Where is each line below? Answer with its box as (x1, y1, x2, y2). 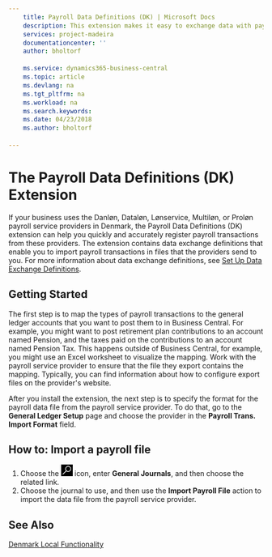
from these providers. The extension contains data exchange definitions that (8, 238, 263, 248)
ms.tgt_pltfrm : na (23, 90, 85, 98)
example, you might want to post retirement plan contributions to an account (8, 326, 264, 336)
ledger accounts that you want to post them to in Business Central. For (8, 317, 244, 327)
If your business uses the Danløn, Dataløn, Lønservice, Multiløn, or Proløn (8, 212, 253, 222)
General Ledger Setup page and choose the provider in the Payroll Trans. (8, 410, 257, 420)
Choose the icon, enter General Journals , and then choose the (19, 469, 244, 478)
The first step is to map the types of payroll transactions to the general (8, 308, 244, 319)
